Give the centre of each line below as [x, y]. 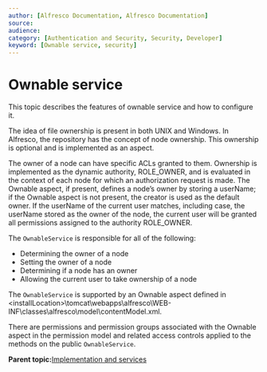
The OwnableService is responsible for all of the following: [102, 238]
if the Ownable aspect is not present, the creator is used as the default [124, 197]
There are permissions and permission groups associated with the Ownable [132, 327]
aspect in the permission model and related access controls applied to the [130, 335]
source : [21, 23]
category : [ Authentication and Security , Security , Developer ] [116, 38]
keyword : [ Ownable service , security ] [73, 46]
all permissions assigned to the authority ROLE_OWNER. [100, 223]
